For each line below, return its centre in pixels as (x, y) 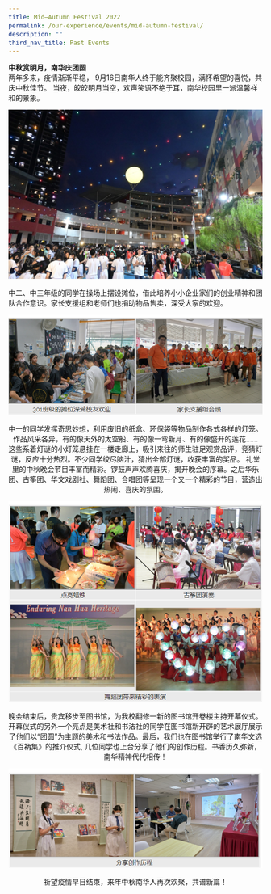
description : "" (35, 34)
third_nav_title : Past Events (59, 43)
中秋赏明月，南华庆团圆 (47, 68)
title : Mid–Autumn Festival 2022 (65, 17)
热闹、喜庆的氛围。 (135, 490)
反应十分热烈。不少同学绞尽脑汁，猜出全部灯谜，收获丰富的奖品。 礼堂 (143, 459)
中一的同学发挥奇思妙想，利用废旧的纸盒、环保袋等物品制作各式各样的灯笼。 (135, 429)
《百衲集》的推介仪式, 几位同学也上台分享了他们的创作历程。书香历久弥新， (135, 747)
